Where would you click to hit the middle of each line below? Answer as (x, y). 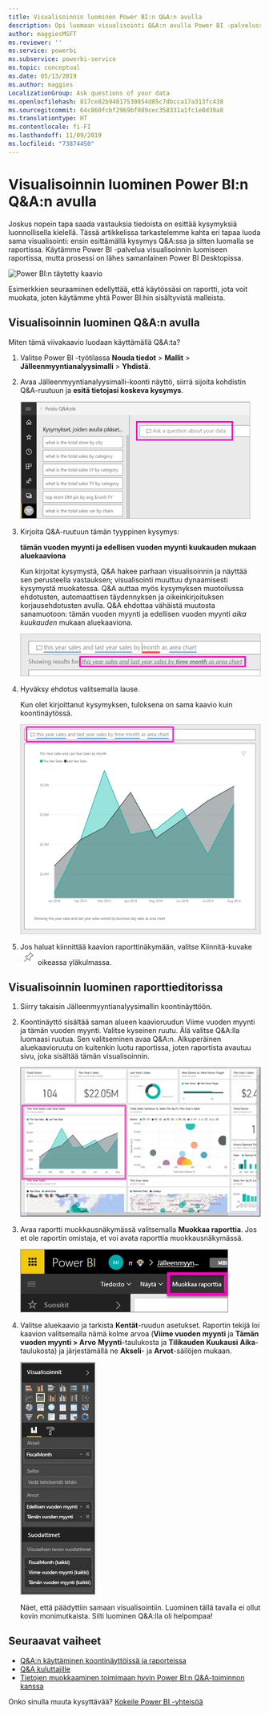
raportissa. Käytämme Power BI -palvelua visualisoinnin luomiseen (118, 249)
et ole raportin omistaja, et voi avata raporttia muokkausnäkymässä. (132, 1238)
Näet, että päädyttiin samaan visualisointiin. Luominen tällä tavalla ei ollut (140, 1607)
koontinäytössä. (46, 713)
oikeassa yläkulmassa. (74, 962)
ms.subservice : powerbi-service (62, 59)
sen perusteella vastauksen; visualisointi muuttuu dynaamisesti (124, 579)
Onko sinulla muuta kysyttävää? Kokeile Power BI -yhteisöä (106, 1701)
